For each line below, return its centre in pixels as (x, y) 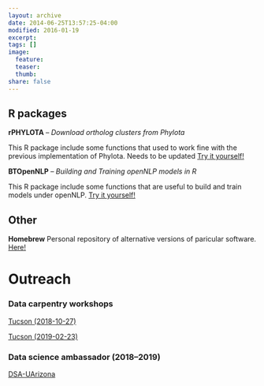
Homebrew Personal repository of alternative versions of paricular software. (132, 239)
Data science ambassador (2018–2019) (84, 357)
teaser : (28, 67)
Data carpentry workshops (61, 304)
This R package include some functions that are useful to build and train (125, 187)
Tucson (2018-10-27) (42, 321)
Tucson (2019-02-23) (43, 336)
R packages (37, 113)
